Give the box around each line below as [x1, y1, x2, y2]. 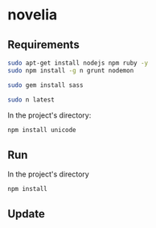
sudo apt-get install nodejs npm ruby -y [7, 59, 149, 67]
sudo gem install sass [7, 81, 84, 89]
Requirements [7, 38, 80, 52]
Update [7, 207, 46, 221]
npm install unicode [7, 126, 77, 134]
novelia [7, 6, 58, 24]
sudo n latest [7, 95, 55, 104]
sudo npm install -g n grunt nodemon [7, 66, 134, 74]
